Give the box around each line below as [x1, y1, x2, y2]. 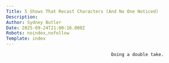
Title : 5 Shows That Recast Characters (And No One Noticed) [6, 8, 159, 15]
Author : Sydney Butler [6, 19, 62, 25]
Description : [6, 14, 38, 20]
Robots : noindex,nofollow [6, 30, 69, 36]
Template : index [6, 36, 46, 41]
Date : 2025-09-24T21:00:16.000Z [6, 24, 85, 31]
